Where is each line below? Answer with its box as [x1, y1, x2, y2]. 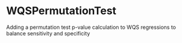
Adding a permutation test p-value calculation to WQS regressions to [6, 24, 177, 31]
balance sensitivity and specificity [6, 29, 90, 37]
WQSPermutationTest [6, 4, 117, 18]
